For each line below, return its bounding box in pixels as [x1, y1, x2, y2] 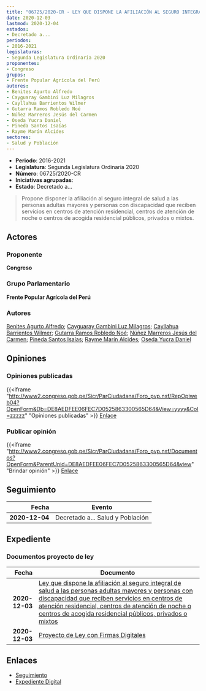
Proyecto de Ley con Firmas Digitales [39, 630, 146, 639]
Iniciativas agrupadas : [15, 176, 74, 184]
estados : [6, 26, 29, 32]
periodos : [6, 37, 32, 43]
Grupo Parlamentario [6, 279, 71, 288]
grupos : [6, 72, 26, 78]
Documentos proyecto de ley [6, 553, 94, 561]
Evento [91, 503, 113, 512]
